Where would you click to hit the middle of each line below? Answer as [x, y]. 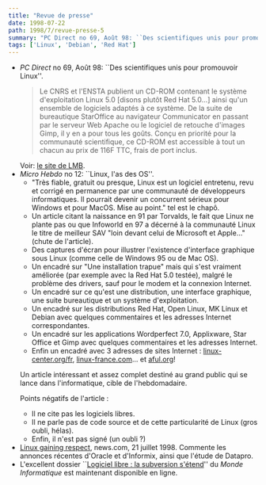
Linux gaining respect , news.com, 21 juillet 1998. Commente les [123, 448]
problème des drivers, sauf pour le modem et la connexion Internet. [141, 284]
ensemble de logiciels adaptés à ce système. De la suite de [136, 109]
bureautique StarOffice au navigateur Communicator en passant [144, 116]
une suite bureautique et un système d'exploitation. [115, 300]
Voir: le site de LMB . [52, 166]
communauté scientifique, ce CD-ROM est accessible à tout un [142, 142]
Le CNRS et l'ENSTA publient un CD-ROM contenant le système [143, 91]
